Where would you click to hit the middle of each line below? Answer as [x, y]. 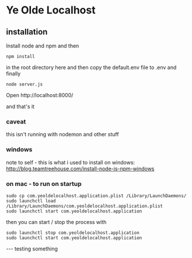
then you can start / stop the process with [56, 222]
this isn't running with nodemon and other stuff [62, 135]
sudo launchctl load [31, 201]
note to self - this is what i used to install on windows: [71, 162]
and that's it [20, 106]
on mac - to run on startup [44, 184]
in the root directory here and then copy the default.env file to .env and [91, 67]
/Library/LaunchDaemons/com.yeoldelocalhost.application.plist [85, 206]
